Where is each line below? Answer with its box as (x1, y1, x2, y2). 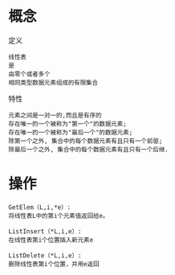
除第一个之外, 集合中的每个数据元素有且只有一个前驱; (8, 137, 163, 145)
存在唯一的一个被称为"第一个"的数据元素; (8, 120, 127, 128)
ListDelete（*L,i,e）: (8, 251, 82, 260)
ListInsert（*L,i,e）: (8, 227, 82, 236)
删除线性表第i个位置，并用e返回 (8, 260, 100, 268)
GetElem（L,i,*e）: (8, 203, 71, 211)
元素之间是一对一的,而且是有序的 (8, 111, 102, 119)
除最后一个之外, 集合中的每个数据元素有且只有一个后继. (8, 146, 169, 154)
